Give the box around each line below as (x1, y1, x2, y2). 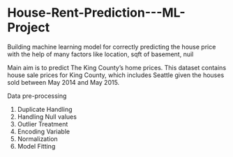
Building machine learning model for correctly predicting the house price (7, 42, 216, 51)
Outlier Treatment (17, 119, 68, 128)
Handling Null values (17, 113, 77, 121)
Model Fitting (17, 142, 56, 150)
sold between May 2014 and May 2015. (7, 78, 120, 86)
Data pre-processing (7, 92, 67, 100)
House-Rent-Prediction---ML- (7, 5, 186, 21)
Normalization (17, 134, 58, 143)
